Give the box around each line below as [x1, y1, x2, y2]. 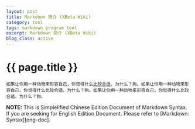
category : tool [6, 19, 43, 25]
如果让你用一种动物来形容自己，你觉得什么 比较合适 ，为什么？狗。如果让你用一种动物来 [6, 81, 185, 87]
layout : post [6, 8, 38, 15]
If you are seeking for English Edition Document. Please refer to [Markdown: [6, 110, 189, 117]
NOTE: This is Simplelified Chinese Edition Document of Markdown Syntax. [6, 103, 187, 111]
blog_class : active [6, 36, 54, 41]
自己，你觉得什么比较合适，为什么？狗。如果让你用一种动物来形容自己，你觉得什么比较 [10, 87, 189, 93]
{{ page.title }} [6, 61, 78, 74]
